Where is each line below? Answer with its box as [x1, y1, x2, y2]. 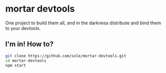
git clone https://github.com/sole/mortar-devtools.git [5, 53, 126, 58]
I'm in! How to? [5, 40, 54, 49]
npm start [5, 63, 26, 68]
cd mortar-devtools [5, 58, 47, 63]
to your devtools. [5, 25, 41, 31]
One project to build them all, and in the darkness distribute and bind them [5, 20, 161, 26]
